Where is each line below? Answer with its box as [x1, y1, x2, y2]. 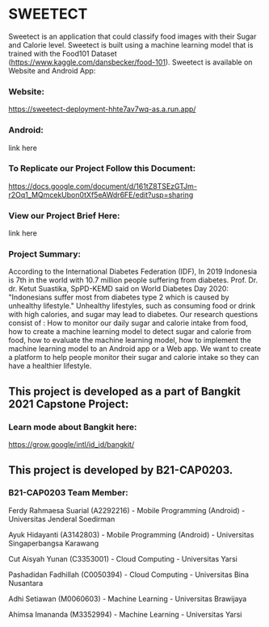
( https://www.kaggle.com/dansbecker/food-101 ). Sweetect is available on [8, 57, 253, 67]
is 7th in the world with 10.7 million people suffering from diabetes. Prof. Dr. [8, 275, 258, 285]
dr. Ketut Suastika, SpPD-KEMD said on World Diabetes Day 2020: [8, 284, 229, 294]
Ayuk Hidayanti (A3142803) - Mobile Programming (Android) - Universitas [8, 529, 254, 539]
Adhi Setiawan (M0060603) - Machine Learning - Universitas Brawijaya [8, 594, 247, 604]
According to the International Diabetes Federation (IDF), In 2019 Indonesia [8, 267, 258, 277]
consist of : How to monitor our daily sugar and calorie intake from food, [8, 318, 249, 328]
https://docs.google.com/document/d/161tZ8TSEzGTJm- [8, 181, 198, 190]
